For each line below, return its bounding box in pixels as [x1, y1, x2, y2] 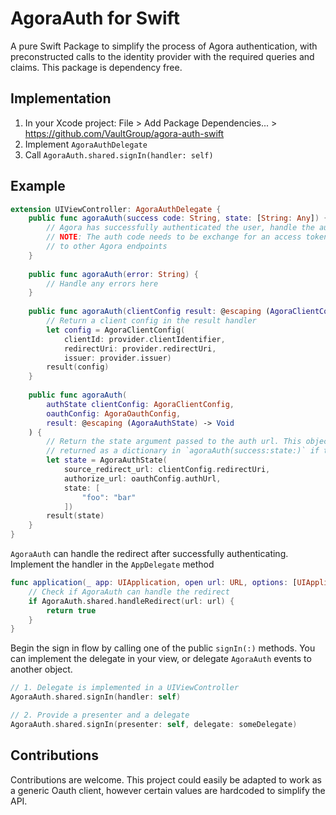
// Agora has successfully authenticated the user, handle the [46, 223, 315, 233]
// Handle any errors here [46, 278, 159, 289]
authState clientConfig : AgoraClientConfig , [46, 399, 235, 409]
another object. [10, 663, 73, 676]
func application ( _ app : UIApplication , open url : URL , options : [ [10, 578, 298, 588]
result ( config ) [46, 362, 110, 372]
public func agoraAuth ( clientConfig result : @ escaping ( [28, 307, 271, 317]
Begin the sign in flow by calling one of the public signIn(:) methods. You [10, 642, 316, 654]
